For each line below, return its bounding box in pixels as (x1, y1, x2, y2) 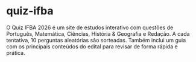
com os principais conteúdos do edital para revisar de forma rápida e (6, 43, 178, 50)
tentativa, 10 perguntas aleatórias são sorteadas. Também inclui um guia (6, 36, 186, 44)
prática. (6, 49, 25, 56)
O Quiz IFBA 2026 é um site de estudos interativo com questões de (6, 24, 174, 31)
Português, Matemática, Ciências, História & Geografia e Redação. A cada (6, 30, 190, 37)
